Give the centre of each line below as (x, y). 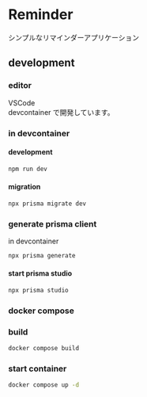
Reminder (41, 15)
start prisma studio (40, 273)
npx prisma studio (38, 291)
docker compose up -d (44, 385)
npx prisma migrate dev (47, 204)
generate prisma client (53, 223)
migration (24, 187)
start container (38, 368)
